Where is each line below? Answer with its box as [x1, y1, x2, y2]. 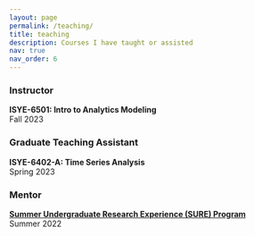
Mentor [9, 189, 42, 201]
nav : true [9, 46, 46, 55]
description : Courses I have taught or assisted [9, 38, 193, 47]
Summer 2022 [9, 218, 62, 229]
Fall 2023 [9, 114, 45, 125]
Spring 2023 [9, 166, 55, 177]
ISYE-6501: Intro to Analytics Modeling [9, 105, 157, 115]
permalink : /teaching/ [9, 21, 94, 30]
